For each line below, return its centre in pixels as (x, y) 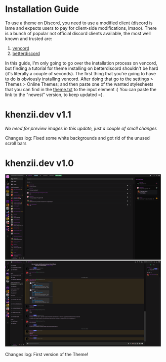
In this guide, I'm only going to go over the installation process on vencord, (81, 63)
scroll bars (16, 143)
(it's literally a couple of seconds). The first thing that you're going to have (81, 73)
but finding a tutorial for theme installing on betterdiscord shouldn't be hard (82, 68)
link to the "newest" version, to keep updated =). (55, 95)
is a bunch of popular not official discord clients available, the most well (78, 33)
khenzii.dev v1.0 (40, 163)
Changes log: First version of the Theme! (47, 355)
